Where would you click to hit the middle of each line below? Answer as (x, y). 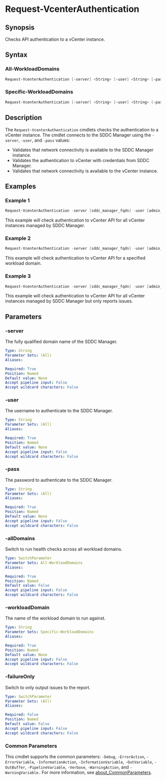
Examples (21, 186)
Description (23, 118)
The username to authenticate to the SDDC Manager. (59, 411)
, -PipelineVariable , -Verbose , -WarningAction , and (77, 767)
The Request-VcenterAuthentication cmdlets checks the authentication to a (82, 129)
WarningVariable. (23, 773)
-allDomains (20, 538)
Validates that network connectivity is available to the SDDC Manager (83, 150)
